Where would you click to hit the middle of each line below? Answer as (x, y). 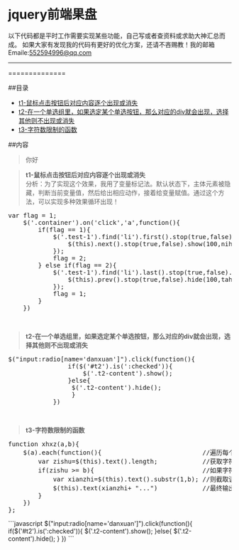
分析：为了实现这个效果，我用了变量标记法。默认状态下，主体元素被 (125, 184)
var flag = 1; (33, 215)
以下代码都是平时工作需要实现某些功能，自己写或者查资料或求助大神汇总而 (117, 36)
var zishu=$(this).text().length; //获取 (130, 461)
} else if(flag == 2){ (77, 265)
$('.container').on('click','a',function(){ (101, 222)
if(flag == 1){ (64, 229)
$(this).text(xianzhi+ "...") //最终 (138, 488)
